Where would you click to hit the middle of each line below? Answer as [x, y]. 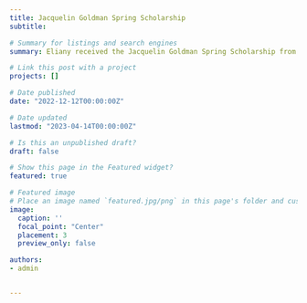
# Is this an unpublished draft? [73, 142]
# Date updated [38, 118]
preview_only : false [57, 244]
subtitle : [28, 26]
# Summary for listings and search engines [94, 43]
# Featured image [42, 193]
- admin [24, 269]
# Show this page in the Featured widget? [91, 168]
